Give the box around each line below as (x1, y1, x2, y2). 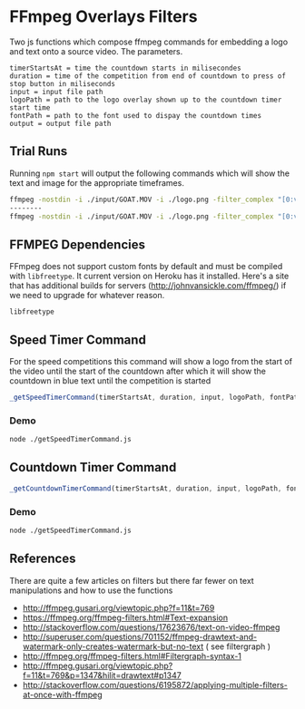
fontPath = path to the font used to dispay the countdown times (9, 111, 261, 120)
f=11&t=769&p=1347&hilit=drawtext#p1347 (22, 669, 182, 681)
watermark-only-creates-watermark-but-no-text (22, 641, 204, 652)
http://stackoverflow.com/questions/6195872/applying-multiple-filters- (22, 679, 289, 690)
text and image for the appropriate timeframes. (9, 177, 184, 188)
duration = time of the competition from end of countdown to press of (9, 71, 286, 81)
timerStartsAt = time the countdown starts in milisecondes (9, 63, 242, 73)
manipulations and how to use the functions (9, 585, 173, 596)
